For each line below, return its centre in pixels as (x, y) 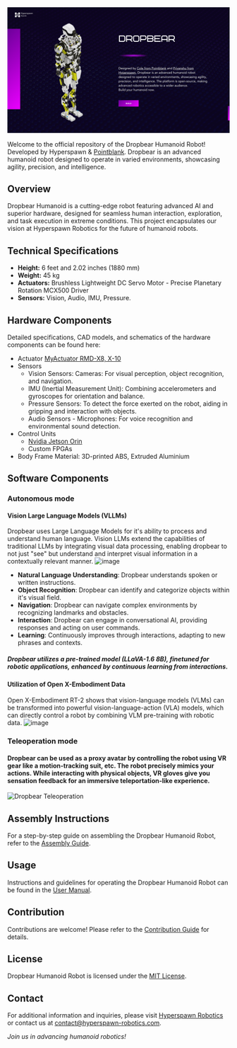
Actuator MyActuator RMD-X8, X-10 (69, 358)
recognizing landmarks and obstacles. (73, 613)
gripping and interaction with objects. (82, 411)
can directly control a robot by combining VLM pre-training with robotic (111, 715)
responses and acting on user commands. (79, 628)
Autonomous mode (41, 499)
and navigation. (50, 381)
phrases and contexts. (50, 643)
